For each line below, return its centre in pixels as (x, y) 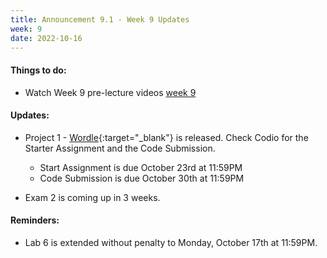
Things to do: (38, 70)
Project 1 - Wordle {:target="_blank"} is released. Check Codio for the (166, 137)
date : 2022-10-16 (46, 38)
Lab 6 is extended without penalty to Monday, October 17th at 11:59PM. (171, 242)
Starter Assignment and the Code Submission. (120, 148)
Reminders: (35, 220)
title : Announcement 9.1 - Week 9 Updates (100, 19)
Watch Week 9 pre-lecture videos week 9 (110, 92)
